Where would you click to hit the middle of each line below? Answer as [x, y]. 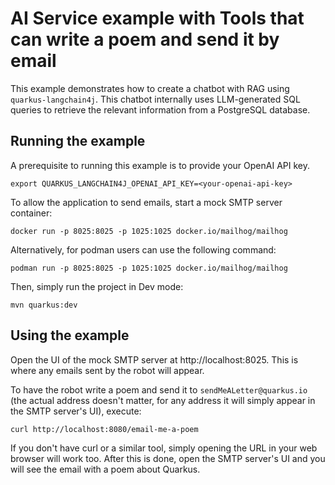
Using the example [70, 335]
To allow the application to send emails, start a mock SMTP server [146, 202]
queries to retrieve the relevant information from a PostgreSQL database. [160, 109]
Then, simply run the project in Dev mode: [97, 286]
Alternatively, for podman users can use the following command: [143, 249]
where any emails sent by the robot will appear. [107, 370]
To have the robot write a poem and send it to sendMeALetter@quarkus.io [159, 389]
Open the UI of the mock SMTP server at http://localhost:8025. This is [154, 359]
